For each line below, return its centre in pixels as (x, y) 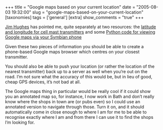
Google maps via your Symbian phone (43, 37)
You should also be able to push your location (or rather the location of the (80, 66)
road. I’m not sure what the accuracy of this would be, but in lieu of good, (79, 77)
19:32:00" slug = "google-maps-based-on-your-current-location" (78, 12)
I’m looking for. (20, 122)
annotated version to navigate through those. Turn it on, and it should (75, 107)
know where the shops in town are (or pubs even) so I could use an (73, 102)
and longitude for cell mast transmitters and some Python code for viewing (80, 32)
